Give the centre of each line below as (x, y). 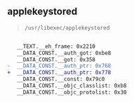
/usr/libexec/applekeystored (67, 28)
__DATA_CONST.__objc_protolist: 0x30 (72, 92)
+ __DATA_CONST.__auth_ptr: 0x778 (59, 73)
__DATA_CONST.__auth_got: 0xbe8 (64, 53)
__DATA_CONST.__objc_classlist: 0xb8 (72, 86)
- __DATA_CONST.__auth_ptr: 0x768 (59, 66)
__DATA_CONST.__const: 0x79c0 (61, 79)
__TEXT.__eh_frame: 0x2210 (56, 46)
